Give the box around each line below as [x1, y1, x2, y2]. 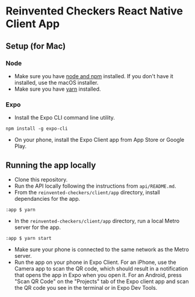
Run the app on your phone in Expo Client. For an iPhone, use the [14, 259, 177, 266]
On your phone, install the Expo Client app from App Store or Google [14, 136, 185, 144]
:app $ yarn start [5, 235, 52, 241]
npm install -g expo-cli [5, 126, 68, 132]
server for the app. [14, 224, 61, 231]
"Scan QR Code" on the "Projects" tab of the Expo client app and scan [14, 278, 189, 285]
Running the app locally [5, 160, 96, 170]
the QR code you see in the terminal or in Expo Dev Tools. [14, 284, 158, 291]
